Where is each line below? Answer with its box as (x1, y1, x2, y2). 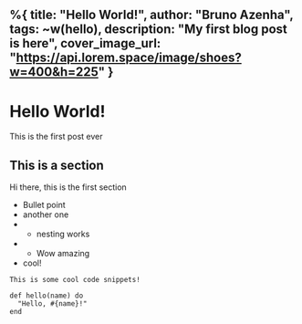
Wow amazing (36, 248, 90, 259)
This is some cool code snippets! (9, 276, 141, 285)
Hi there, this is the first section (9, 182, 128, 193)
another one (22, 209, 69, 220)
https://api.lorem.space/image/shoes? (16, 50, 242, 66)
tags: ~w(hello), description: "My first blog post (9, 22, 287, 37)
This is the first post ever (9, 131, 103, 142)
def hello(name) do (9, 291, 84, 300)
